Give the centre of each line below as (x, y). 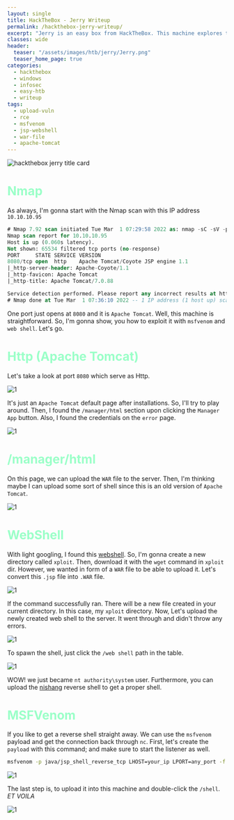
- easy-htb (29, 91)
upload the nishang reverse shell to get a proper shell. (85, 687)
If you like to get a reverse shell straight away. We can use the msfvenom (109, 734)
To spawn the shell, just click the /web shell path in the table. (95, 653)
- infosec (28, 85)
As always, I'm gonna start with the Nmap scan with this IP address (104, 210)
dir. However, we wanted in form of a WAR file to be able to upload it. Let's (111, 569)
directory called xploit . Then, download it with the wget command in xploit (116, 562)
